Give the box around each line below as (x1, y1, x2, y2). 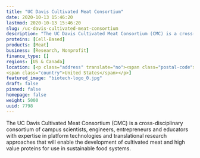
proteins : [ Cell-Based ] (6, 36, 65, 42)
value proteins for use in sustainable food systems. (6, 144, 131, 152)
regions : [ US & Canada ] (6, 58, 65, 64)
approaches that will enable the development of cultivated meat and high (6, 138, 186, 145)
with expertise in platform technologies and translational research (6, 132, 167, 139)
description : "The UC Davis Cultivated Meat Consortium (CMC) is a (6, 31, 177, 37)
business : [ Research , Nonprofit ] (6, 48, 89, 54)
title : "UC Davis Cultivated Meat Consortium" (6, 8, 124, 15)
